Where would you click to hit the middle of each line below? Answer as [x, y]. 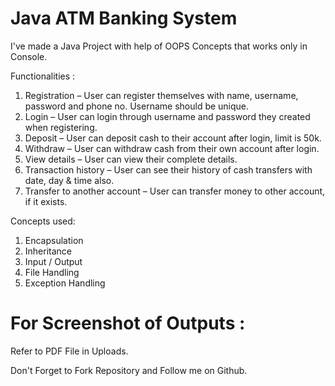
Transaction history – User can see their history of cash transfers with [168, 169]
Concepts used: [43, 221]
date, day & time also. [69, 180]
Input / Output [53, 261]
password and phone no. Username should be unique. [137, 106]
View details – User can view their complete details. [131, 159]
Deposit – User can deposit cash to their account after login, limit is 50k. [173, 138]
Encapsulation [54, 240]
